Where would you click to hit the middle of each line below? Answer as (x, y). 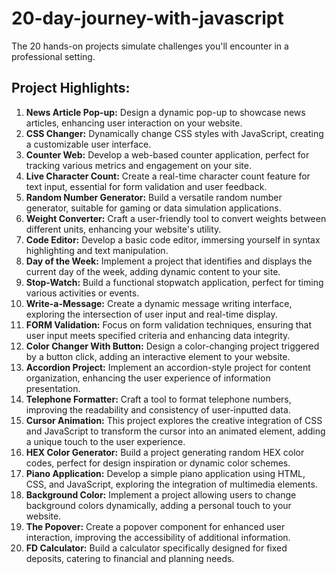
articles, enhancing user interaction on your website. (134, 123)
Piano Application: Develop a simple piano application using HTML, (165, 473)
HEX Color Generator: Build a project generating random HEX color (165, 452)
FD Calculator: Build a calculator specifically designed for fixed (156, 548)
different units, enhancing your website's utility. (123, 229)
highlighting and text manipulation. (97, 250)
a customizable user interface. (88, 144)
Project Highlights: (71, 88)
